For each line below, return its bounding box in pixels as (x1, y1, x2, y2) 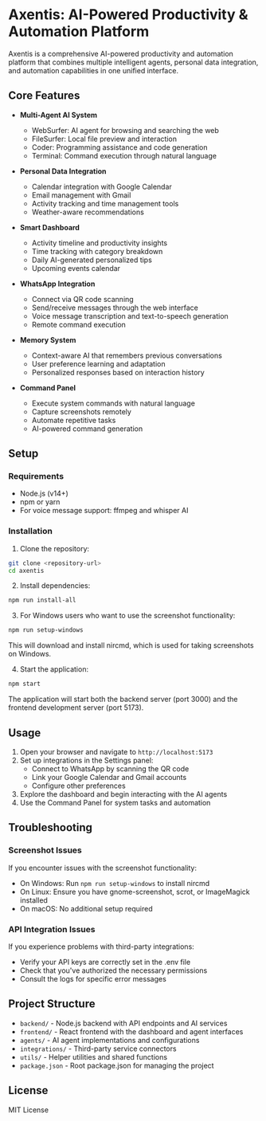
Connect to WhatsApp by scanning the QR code (31, 763, 190, 774)
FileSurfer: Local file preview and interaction (31, 134, 178, 143)
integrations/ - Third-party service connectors (19, 1044, 177, 1053)
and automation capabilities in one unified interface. (8, 65, 179, 75)
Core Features (8, 89, 80, 103)
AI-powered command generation (31, 424, 143, 433)
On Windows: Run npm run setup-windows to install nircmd (19, 878, 210, 888)
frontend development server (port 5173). (8, 703, 144, 712)
